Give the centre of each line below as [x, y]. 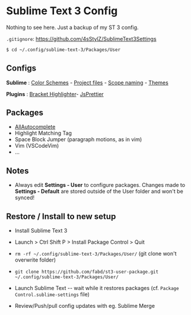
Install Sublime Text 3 [41, 231]
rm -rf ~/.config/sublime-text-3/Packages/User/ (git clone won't [95, 254]
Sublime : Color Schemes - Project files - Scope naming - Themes [87, 82]
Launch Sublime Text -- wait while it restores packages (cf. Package [97, 288]
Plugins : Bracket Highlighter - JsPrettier [55, 94]
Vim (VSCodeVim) [37, 146]
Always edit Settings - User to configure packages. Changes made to [100, 185]
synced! [25, 198]
